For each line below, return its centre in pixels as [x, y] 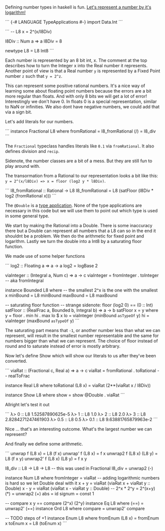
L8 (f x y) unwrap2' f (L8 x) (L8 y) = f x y [46, 459]
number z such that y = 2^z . [34, 76]
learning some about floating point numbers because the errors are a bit [78, 91]
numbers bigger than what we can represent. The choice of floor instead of [82, 341]
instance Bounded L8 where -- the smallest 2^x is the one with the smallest [82, 290]
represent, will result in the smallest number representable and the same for [82, 336]
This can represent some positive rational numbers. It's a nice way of [75, 86]
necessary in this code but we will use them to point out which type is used [81, 211]
